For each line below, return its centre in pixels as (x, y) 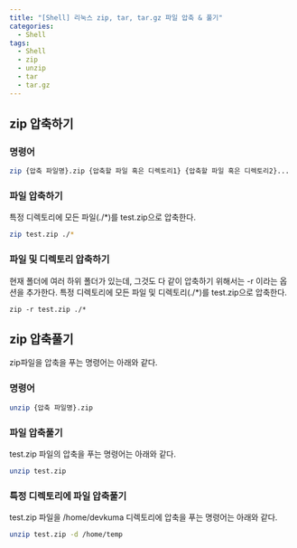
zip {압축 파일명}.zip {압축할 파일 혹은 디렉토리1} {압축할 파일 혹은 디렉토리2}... (149, 171)
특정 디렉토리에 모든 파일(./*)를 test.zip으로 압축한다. (103, 217)
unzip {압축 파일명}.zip (51, 408)
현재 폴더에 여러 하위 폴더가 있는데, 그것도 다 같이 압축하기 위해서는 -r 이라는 (144, 280)
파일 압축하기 (36, 196)
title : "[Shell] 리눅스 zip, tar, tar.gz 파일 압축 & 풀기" (116, 18)
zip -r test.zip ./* (48, 309)
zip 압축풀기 (42, 340)
